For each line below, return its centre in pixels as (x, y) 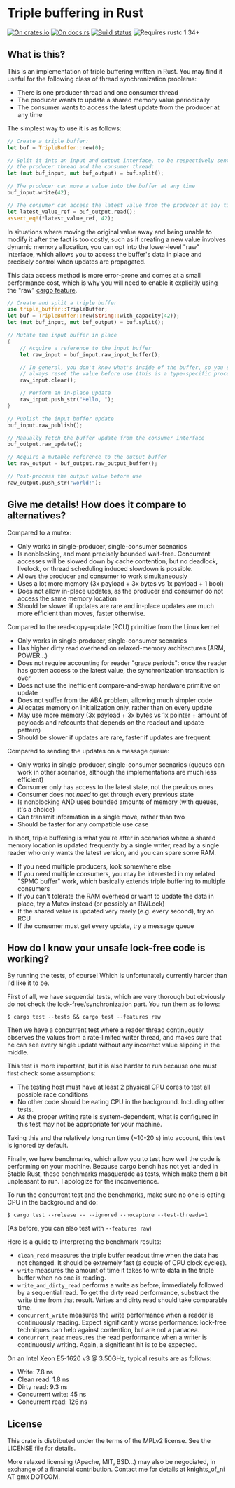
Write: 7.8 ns (35, 1372)
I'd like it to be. (28, 983)
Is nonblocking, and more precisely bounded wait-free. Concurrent (114, 554)
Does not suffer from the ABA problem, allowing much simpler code (115, 700)
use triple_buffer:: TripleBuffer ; (58, 309)
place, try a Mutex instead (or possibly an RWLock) (91, 904)
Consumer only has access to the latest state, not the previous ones (115, 786)
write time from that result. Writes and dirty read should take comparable (122, 1300)
